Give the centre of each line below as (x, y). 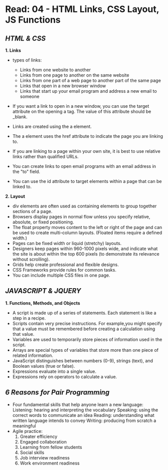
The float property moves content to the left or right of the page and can (87, 227)
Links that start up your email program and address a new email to (88, 91)
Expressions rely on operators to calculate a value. (65, 376)
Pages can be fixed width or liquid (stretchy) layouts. (67, 243)
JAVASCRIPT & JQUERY (43, 291)
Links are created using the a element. (52, 127)
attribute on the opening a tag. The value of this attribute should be (82, 111)
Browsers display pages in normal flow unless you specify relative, (81, 217)
